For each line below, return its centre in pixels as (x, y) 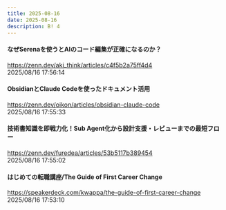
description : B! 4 (34, 26)
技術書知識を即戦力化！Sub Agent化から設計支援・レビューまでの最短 (107, 129)
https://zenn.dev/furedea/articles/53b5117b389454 (80, 153)
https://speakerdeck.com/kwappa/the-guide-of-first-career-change (104, 193)
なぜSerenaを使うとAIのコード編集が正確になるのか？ (84, 49)
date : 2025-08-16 (32, 20)
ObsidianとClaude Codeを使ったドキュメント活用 (79, 89)
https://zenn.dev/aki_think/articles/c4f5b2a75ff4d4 (80, 65)
